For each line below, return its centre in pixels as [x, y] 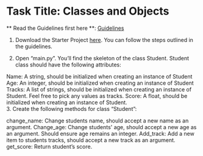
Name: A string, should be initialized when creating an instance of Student [99, 76]
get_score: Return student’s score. [49, 146]
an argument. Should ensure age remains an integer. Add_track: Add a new [101, 133]
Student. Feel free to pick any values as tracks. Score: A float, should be [97, 96]
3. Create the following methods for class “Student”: [72, 108]
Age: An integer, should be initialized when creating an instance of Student [100, 83]
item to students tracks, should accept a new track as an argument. [91, 140]
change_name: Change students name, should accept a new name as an [98, 121]
